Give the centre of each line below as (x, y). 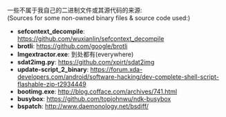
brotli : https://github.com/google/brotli (72, 46)
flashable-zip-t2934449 (51, 84)
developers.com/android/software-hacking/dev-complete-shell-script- (118, 77)
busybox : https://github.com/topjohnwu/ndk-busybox (94, 99)
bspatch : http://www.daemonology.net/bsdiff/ (83, 106)
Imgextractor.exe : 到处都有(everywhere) (75, 54)
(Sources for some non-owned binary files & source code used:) (99, 18)
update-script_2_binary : (53, 69)
